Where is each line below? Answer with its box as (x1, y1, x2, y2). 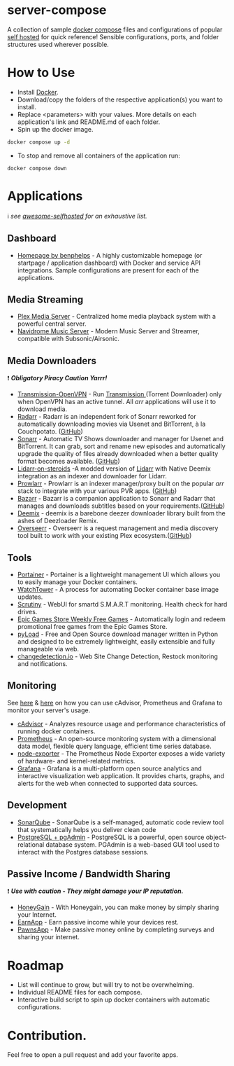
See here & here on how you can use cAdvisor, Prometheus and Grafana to (7, 698, 223, 707)
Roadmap (7, 957, 64, 974)
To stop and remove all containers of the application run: (17, 151, 180, 160)
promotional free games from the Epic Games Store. (17, 622, 168, 630)
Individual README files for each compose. (17, 988, 142, 997)
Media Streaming (7, 293, 84, 305)
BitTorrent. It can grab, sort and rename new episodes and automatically (17, 442, 226, 450)
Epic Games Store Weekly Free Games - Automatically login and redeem (17, 615, 226, 623)
